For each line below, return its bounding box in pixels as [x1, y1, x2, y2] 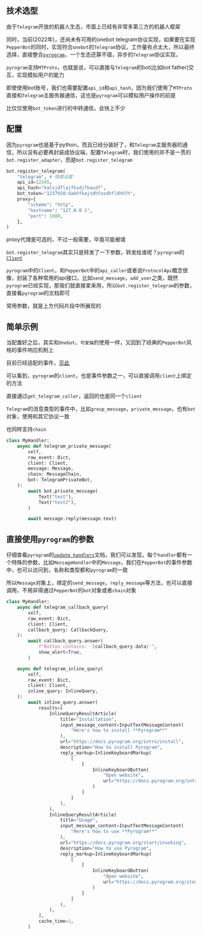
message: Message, [28, 465, 74, 472]
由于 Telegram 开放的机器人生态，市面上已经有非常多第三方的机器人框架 [6, 23, 181, 30]
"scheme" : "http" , [28, 202, 74, 208]
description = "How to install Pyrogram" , [60, 744, 163, 750]
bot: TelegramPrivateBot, [28, 477, 93, 483]
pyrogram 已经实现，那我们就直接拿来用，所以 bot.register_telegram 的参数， [6, 282, 195, 289]
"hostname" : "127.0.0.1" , [28, 207, 93, 213]
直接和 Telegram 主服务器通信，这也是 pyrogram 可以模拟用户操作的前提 [6, 91, 176, 98]
